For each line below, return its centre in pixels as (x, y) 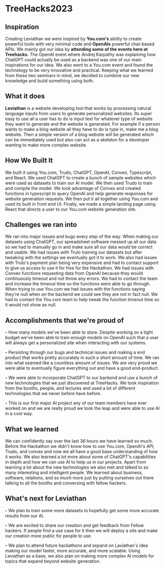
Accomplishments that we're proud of (65, 320)
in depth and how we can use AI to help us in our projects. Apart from (76, 462)
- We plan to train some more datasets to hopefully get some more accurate (82, 510)
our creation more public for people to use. (49, 536)
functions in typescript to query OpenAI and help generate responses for (79, 193)
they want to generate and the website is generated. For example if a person (82, 124)
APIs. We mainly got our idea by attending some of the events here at (76, 49)
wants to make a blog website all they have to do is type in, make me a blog (82, 129)
